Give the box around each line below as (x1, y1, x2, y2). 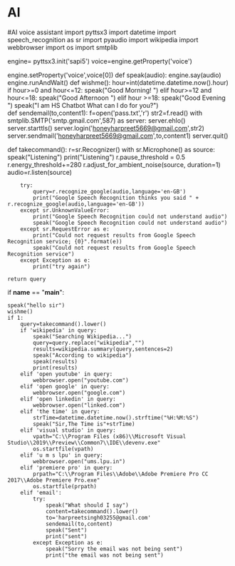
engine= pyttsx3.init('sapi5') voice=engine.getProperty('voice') (7, 56, 192, 65)
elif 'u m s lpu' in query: (20, 451, 103, 459)
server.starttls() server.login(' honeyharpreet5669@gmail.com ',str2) (7, 123, 205, 132)
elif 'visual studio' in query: (20, 426, 116, 434)
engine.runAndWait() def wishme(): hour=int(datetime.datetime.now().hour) (7, 78, 229, 86)
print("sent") (45, 532, 88, 540)
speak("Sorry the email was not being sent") (45, 545, 183, 552)
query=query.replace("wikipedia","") (33, 339, 145, 346)
